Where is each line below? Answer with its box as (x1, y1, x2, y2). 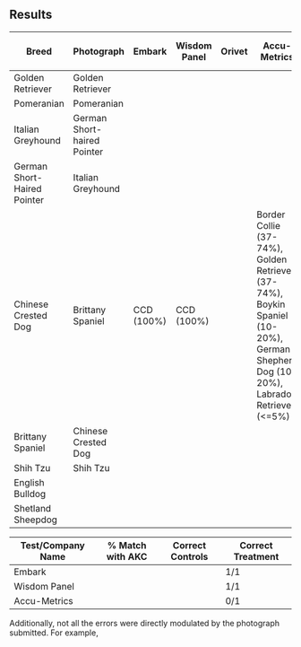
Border (256, 208, 286, 221)
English (13, 476, 45, 488)
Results (9, 7, 53, 22)
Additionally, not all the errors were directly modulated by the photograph (9, 617, 280, 628)
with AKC (106, 550, 148, 563)
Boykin (256, 298, 286, 310)
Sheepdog (13, 513, 58, 526)
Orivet (220, 45, 248, 57)
